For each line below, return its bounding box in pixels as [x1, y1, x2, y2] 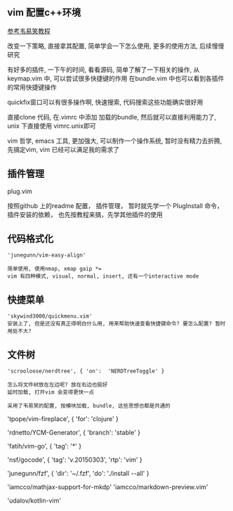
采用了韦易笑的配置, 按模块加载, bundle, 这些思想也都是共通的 [7, 403, 171, 410]
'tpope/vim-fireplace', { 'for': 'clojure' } [7, 415, 119, 423]
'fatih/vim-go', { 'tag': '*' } [7, 442, 82, 451]
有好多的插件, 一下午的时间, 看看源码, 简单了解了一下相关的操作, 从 [7, 65, 200, 74]
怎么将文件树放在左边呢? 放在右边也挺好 [7, 382, 108, 389]
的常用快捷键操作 [7, 83, 57, 91]
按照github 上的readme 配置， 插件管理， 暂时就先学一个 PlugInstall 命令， [7, 201, 223, 209]
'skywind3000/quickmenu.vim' [7, 313, 93, 320]
